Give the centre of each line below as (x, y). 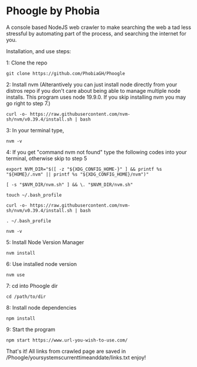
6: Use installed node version (42, 264)
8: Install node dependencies (41, 307)
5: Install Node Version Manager (45, 242)
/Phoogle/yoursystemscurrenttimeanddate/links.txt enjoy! (76, 357)
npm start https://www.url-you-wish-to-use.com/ (67, 340)
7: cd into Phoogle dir (32, 285)
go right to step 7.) (28, 103)
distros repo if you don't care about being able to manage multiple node (93, 90)
